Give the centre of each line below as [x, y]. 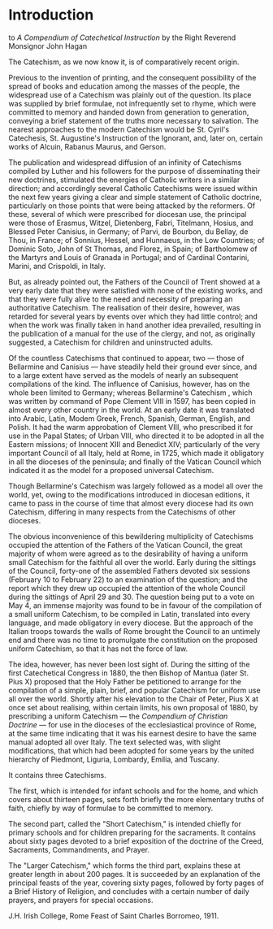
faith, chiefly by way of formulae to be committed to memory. [111, 808]
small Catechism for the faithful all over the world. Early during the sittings [132, 562]
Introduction [51, 15]
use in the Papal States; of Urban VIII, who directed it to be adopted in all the [136, 436]
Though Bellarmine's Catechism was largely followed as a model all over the [136, 486]
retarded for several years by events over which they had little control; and [133, 316]
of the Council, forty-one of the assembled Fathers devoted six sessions [129, 571]
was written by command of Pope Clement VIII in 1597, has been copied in [132, 401]
